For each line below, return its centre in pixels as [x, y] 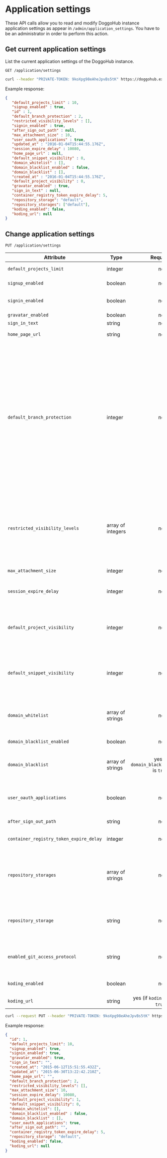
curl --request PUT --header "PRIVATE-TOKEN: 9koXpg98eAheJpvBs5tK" [78, 1016]
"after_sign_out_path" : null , [44, 130]
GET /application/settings [33, 70]
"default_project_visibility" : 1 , [45, 1100]
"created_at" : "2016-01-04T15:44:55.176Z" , [59, 177]
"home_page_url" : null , [38, 154]
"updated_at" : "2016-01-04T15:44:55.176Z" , [59, 144]
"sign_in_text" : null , [36, 191]
